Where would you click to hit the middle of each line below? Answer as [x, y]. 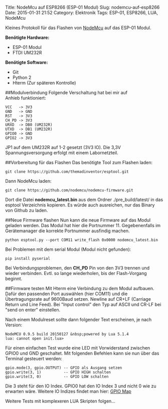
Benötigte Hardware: [27, 38]
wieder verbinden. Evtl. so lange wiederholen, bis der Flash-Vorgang [76, 273]
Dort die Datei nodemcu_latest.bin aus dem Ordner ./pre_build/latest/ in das [84, 199]
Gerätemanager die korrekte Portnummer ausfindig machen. [67, 231]
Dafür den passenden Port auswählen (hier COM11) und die [66, 294]
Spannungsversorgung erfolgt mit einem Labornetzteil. [62, 153]
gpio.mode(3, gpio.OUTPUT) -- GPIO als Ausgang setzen [64, 368]
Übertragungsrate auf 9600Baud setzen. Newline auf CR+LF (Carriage [78, 299]
